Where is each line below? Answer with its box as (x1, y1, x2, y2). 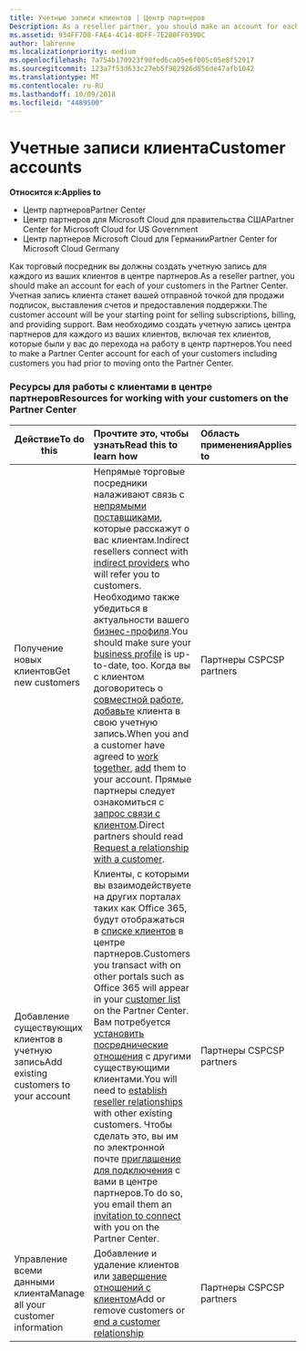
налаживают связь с (93, 488, 185, 500)
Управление (14, 1253, 68, 1265)
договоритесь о (93, 681, 164, 694)
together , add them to (93, 761, 187, 774)
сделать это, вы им (93, 1129, 179, 1142)
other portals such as (93, 970, 185, 983)
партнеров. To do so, (93, 1186, 184, 1199)
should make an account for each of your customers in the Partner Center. (9, 280, 289, 292)
